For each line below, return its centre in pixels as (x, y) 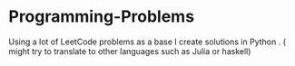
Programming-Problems (102, 17)
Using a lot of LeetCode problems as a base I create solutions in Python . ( (147, 42)
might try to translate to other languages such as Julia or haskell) (130, 51)
